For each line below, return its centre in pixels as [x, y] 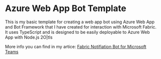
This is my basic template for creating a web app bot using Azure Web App [80, 22]
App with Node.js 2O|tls [29, 37]
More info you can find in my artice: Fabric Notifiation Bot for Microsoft [76, 46]
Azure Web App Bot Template [66, 8]
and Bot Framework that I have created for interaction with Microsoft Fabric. [81, 27]
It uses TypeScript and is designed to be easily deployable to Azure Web [78, 32]
